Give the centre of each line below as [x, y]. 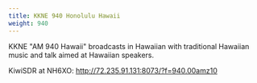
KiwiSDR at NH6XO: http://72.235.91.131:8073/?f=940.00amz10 [113, 70]
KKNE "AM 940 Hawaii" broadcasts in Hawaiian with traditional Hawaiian [129, 46]
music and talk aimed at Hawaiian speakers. [81, 55]
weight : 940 [28, 23]
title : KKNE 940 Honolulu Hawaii [64, 16]
